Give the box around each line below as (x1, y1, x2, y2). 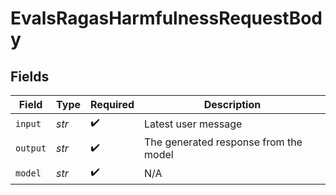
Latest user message (144, 117, 243, 131)
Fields (10, 68, 50, 85)
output (15, 143, 47, 154)
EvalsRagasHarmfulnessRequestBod (10, 7, 323, 30)
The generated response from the (144, 135, 303, 149)
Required (90, 98, 135, 111)
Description (203, 98, 262, 111)
